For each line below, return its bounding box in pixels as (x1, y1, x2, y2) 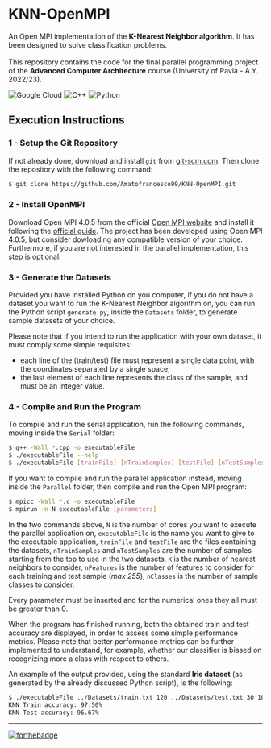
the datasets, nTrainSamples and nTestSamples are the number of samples (8, 545, 252, 555)
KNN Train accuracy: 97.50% (8, 700, 103, 709)
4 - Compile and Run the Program (8, 401, 142, 413)
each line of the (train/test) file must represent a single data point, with (19, 355, 255, 365)
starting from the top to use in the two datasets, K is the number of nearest (8, 554, 256, 563)
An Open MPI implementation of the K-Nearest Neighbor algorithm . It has (8, 31, 255, 41)
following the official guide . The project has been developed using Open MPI (8, 226, 264, 235)
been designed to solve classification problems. (8, 39, 168, 49)
